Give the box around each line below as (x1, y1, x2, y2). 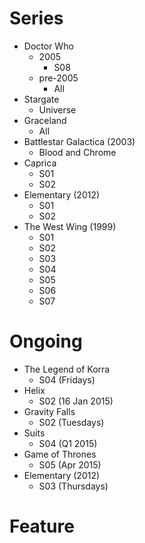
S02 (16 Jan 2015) (38, 395, 114, 407)
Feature (9, 515, 75, 538)
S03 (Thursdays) (38, 480, 109, 492)
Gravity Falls (23, 405, 76, 417)
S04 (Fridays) (38, 373, 96, 386)
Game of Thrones (23, 448, 97, 460)
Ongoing (9, 330, 83, 353)
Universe (38, 103, 77, 116)
